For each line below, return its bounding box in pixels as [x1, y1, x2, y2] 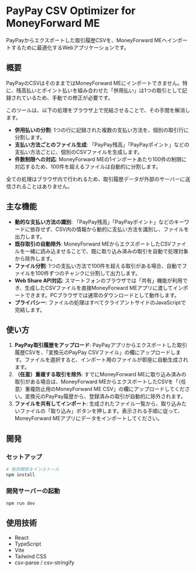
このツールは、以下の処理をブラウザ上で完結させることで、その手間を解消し [6, 107, 191, 114]
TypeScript [14, 540, 42, 547]
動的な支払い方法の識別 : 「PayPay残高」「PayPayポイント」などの [14, 218, 174, 225]
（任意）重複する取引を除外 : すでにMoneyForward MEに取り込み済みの [14, 371, 187, 378]
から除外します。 [14, 255, 56, 262]
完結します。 [14, 306, 46, 313]
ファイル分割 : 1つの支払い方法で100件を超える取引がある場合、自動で [14, 262, 183, 269]
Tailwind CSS [14, 553, 47, 560]
